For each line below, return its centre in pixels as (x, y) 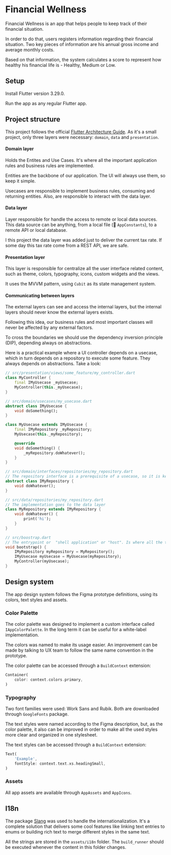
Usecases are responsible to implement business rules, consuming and (80, 191)
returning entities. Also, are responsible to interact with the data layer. (78, 196)
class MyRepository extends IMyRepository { (53, 509)
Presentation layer (25, 257)
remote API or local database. (36, 230)
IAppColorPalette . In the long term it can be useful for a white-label (76, 629)
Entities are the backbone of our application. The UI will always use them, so (85, 175)
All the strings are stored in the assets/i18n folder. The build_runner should (84, 842)
